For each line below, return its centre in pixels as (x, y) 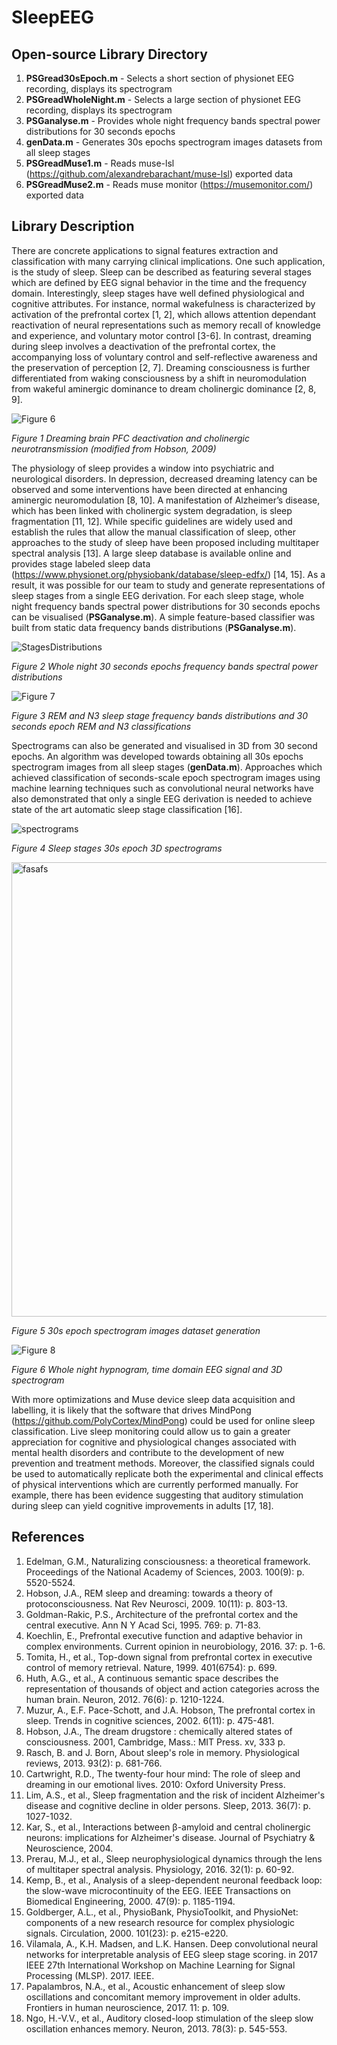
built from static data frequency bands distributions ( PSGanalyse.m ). (154, 627)
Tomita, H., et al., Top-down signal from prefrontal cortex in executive (169, 1657)
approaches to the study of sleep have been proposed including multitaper (165, 542)
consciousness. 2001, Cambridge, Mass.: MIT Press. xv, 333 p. (155, 1742)
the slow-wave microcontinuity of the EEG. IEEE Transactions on (158, 1890)
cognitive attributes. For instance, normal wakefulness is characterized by (163, 303)
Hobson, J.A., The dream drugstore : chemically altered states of (159, 1731)
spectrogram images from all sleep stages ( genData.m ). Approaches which (167, 767)
